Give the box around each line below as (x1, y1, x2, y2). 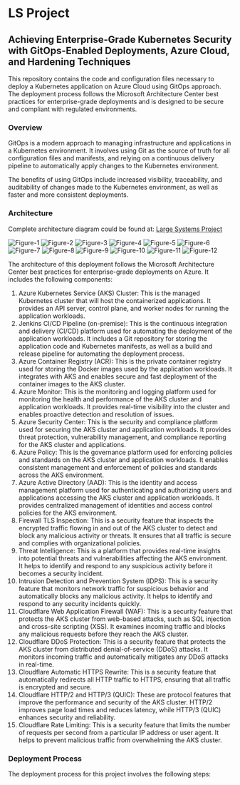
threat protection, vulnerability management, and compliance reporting (18, 433, 226, 441)
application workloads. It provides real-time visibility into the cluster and (18, 402, 230, 411)
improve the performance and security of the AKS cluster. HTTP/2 (18, 697, 213, 707)
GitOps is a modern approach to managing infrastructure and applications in (8, 139, 231, 148)
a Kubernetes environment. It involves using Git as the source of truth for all (8, 146, 230, 155)
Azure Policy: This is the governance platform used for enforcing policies (18, 448, 233, 456)
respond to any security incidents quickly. (18, 599, 142, 607)
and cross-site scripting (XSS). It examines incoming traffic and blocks (18, 622, 226, 630)
